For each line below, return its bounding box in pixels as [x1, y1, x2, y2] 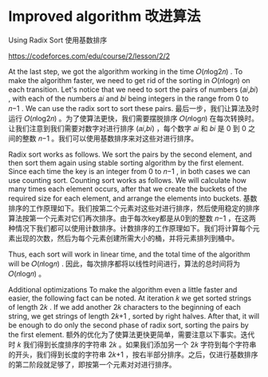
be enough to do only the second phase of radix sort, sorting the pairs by [8, 320, 249, 330]
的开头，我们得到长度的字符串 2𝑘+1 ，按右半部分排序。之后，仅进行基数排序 [8, 349, 258, 359]
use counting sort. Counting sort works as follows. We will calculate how [8, 175, 247, 185]
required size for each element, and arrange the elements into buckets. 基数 [8, 193, 258, 203]
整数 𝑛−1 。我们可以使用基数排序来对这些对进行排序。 [22, 133, 199, 143]
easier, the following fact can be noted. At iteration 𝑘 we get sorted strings [8, 293, 252, 303]
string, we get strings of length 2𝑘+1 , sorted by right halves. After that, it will [8, 311, 260, 320]
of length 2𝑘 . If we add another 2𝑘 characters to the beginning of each [8, 302, 242, 312]
